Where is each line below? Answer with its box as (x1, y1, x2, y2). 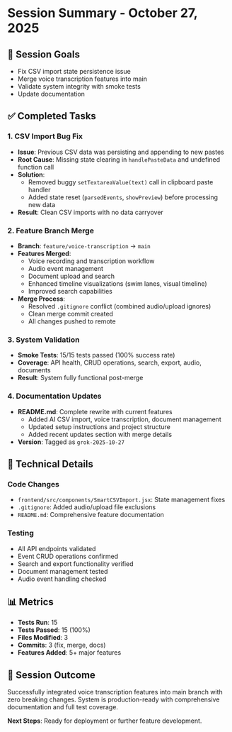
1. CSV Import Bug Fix (7, 131, 83, 141)
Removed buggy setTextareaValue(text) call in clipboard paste (28, 177, 214, 186)
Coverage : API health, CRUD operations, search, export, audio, (17, 358, 202, 367)
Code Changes (7, 479, 60, 489)
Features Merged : (17, 249, 71, 257)
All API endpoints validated (17, 544, 96, 553)
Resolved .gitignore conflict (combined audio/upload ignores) (28, 301, 211, 310)
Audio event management (28, 264, 104, 272)
